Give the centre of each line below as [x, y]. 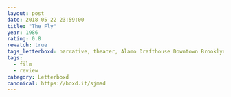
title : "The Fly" [32, 26]
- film [23, 64]
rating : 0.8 [24, 39]
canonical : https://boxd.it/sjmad [57, 83]
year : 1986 [23, 32]
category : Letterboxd [38, 77]
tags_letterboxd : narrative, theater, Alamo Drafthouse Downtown [102, 52]
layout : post [26, 13]
